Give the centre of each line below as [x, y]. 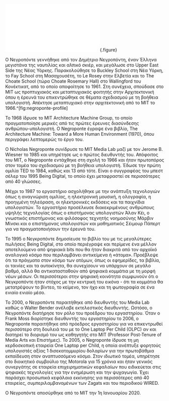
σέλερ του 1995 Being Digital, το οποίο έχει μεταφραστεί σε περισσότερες [83, 176]
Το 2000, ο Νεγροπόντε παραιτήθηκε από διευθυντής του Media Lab [77, 302]
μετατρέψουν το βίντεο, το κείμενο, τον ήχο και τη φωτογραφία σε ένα [80, 287]
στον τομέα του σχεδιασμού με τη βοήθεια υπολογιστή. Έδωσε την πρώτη [83, 165]
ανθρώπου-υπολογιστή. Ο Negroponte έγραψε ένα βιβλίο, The [71, 129]
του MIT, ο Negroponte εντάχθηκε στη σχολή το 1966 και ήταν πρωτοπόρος [85, 160]
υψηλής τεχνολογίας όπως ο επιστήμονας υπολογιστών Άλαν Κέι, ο [77, 213]
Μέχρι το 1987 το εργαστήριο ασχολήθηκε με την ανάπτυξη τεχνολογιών [83, 191]
